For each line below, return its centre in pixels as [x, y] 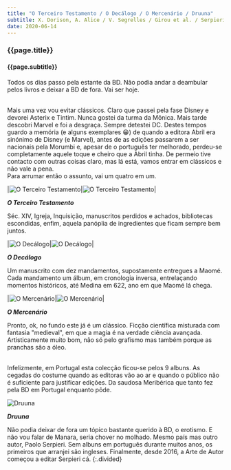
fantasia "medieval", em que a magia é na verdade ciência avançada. [105, 332]
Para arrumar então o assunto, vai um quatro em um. [82, 175]
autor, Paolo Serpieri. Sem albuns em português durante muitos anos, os [110, 444]
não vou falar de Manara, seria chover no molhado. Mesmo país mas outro [112, 437]
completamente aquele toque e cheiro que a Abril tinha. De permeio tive [109, 154]
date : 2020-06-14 [32, 26]
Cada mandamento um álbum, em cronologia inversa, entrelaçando [102, 278]
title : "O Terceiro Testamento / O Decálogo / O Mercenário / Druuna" [110, 13]
